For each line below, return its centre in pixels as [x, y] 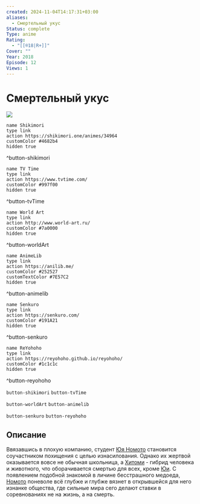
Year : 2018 [20, 57]
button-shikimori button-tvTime [46, 393]
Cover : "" [19, 51]
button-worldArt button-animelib [48, 405]
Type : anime [21, 34]
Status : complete [28, 29]
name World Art [25, 212]
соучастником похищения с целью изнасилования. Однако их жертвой [98, 456]
